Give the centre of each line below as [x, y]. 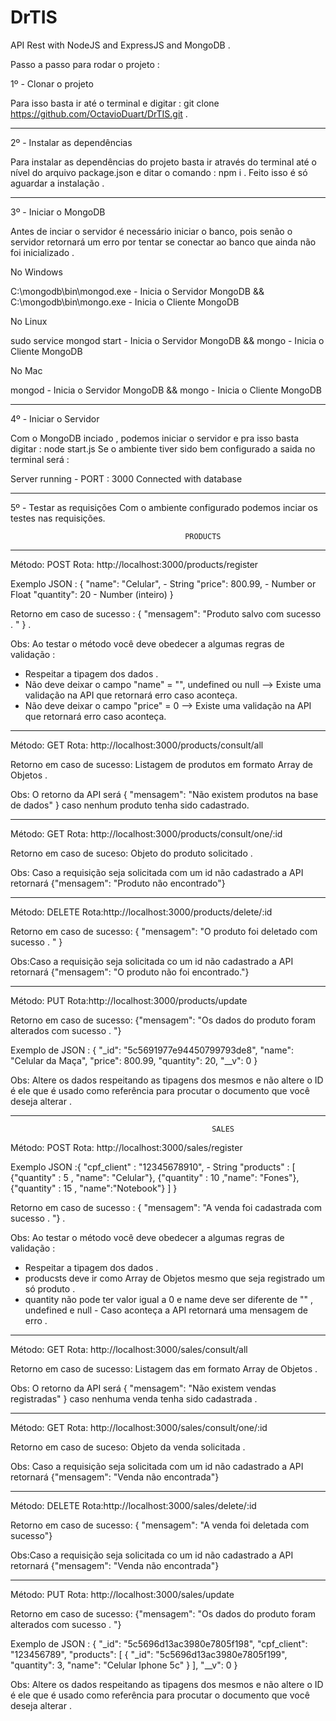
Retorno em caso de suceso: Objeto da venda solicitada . [128, 1447]
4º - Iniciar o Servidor [55, 418]
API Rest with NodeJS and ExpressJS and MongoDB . [120, 45]
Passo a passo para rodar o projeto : [85, 64]
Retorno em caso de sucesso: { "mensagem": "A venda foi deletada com [160, 1525]
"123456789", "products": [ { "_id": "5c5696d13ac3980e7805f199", [149, 1654]
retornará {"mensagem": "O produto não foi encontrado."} [130, 972]
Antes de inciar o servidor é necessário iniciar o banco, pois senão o [151, 231]
